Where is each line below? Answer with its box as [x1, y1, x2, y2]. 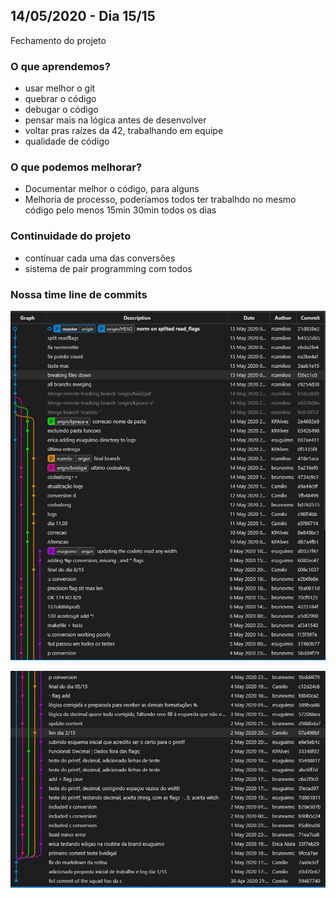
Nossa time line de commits [10, 287, 148, 301]
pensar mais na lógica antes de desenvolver [24, 114, 207, 126]
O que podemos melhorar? [10, 160, 143, 174]
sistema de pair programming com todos [24, 262, 193, 274]
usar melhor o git [24, 82, 96, 94]
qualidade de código [24, 135, 110, 148]
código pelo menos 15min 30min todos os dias [24, 204, 217, 216]
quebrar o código [24, 93, 97, 105]
